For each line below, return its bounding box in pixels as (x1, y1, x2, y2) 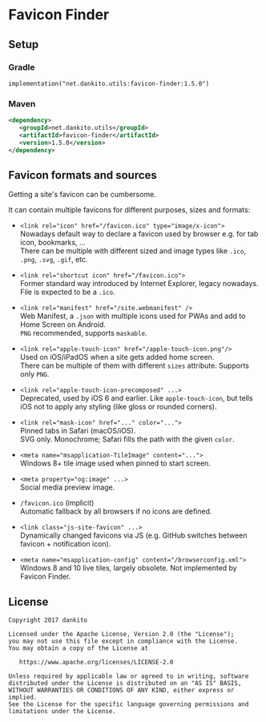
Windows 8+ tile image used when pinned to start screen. (19, 458, 211, 468)
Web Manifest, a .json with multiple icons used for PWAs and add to (19, 311, 246, 321)
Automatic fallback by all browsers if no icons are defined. (19, 506, 212, 516)
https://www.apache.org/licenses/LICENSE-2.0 (18, 659, 174, 667)
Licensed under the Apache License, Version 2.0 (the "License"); (8, 631, 235, 639)
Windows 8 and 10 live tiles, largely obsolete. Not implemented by (19, 563, 238, 573)
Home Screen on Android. (19, 320, 107, 329)
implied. (8, 693, 38, 702)
